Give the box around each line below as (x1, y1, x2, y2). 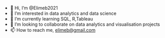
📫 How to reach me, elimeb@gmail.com (10, 27, 96, 33)
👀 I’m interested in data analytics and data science (10, 10, 117, 16)
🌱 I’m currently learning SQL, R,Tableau (10, 16, 93, 22)
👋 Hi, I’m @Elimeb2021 (10, 5, 58, 11)
